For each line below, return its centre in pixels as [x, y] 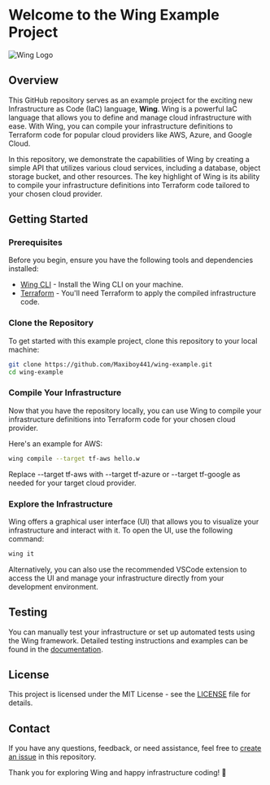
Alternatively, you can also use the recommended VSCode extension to [128, 569]
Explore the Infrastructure [61, 504]
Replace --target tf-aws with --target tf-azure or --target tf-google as [124, 474]
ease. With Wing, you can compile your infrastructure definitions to [121, 126]
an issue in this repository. [52, 757]
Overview [34, 80]
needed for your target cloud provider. [72, 483]
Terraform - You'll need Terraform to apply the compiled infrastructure [138, 293]
